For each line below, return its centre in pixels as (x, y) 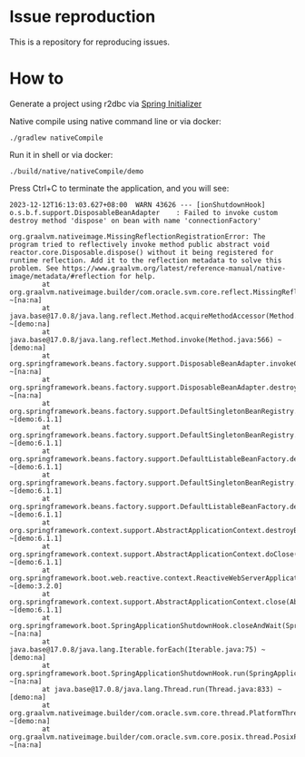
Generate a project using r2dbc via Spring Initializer (106, 103)
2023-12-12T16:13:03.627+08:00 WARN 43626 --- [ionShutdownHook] (138, 205)
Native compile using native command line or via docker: (116, 121)
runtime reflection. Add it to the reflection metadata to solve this (146, 261)
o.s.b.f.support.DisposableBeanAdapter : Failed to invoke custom (144, 212)
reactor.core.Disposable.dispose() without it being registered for (142, 252)
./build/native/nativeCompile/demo (77, 171)
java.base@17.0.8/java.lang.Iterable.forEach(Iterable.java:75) (133, 649)
